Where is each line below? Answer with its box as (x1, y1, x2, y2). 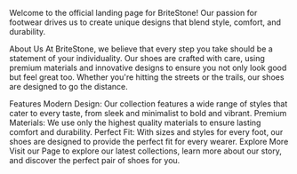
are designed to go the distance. (9, 82, 129, 91)
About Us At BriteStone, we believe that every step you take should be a (9, 43, 273, 54)
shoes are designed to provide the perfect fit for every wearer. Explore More (9, 137, 289, 146)
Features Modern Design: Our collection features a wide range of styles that (9, 99, 288, 109)
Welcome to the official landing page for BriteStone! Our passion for (9, 8, 258, 18)
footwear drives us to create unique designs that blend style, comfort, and (9, 17, 282, 28)
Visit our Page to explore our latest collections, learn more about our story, (9, 146, 283, 156)
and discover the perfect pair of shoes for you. (9, 155, 181, 165)
